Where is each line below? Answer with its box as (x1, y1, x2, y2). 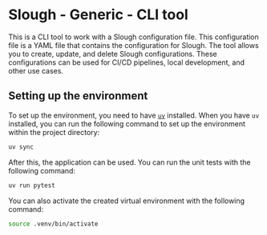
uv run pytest (8, 181, 56, 189)
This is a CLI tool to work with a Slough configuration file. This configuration (8, 32, 259, 42)
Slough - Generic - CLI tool (8, 6, 188, 24)
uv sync (8, 142, 34, 151)
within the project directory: (8, 127, 100, 137)
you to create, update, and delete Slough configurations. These (8, 49, 218, 58)
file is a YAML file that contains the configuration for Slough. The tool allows (8, 40, 259, 50)
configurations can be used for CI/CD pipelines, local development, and (8, 58, 245, 67)
